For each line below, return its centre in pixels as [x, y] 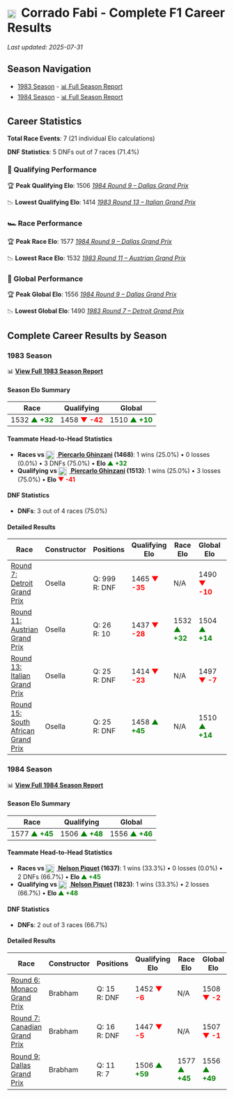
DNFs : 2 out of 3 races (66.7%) [62, 924]
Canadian [26, 1027]
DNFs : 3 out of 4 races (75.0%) [62, 511]
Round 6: [25, 980]
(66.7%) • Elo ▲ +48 [48, 893]
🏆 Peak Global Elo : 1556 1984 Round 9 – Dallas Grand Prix [92, 294]
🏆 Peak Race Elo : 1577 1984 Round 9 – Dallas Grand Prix [89, 242]
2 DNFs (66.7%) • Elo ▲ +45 [59, 877]
